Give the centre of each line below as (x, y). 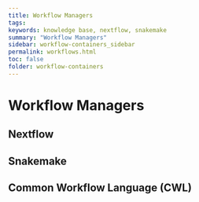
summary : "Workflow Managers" (58, 37)
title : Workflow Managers (50, 15)
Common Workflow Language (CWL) (100, 188)
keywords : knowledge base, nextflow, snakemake (88, 30)
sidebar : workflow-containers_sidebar (72, 45)
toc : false (26, 60)
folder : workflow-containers (56, 67)
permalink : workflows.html (52, 52)
